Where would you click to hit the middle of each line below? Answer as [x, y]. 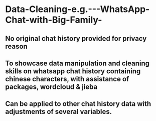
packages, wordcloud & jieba [51, 87]
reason [16, 46]
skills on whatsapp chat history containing [73, 71]
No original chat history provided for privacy [76, 38]
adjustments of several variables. [58, 112]
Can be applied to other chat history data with [78, 104]
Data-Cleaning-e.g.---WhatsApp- [77, 9]
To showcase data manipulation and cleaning [77, 63]
